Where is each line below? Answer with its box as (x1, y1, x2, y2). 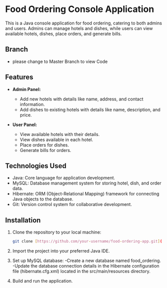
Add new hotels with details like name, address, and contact (19, 96, 144, 102)
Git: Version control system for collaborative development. (12, 201, 132, 207)
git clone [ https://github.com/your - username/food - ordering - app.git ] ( (12, 239, 163, 244)
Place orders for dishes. (19, 141, 69, 148)
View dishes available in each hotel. (19, 136, 93, 142)
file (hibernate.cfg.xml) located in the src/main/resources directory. (12, 268, 151, 274)
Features (5, 73, 33, 81)
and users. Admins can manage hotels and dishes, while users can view (5, 25, 153, 31)
